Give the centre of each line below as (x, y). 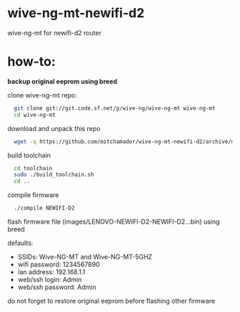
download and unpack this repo (54, 128)
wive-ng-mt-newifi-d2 (76, 13)
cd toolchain (33, 168)
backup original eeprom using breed (62, 81)
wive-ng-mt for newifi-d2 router (55, 33)
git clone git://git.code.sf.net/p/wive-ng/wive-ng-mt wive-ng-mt (115, 108)
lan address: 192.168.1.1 (51, 272)
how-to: (31, 62)
